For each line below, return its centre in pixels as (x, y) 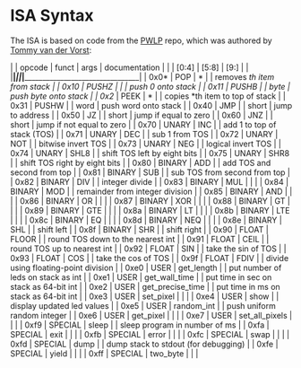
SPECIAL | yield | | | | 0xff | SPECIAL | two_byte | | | (104, 353)
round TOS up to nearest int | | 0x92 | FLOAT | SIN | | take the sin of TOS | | (148, 249)
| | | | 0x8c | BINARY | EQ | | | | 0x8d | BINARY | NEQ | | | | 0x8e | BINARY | (146, 220)
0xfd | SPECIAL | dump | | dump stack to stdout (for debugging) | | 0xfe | (144, 344)
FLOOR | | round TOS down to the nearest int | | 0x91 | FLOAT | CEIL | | (140, 239)
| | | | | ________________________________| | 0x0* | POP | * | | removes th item (142, 76)
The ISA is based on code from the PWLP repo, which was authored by (141, 40)
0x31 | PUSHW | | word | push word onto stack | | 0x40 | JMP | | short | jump (151, 105)
